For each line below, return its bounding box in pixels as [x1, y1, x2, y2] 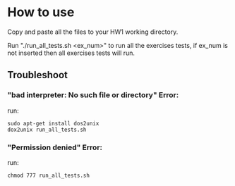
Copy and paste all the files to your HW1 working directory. [7, 27, 179, 36]
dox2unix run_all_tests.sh [7, 126, 87, 133]
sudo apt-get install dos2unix [7, 120, 100, 127]
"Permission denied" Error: [7, 142, 103, 152]
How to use [7, 4, 75, 20]
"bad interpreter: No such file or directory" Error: [7, 90, 179, 100]
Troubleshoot [7, 69, 68, 81]
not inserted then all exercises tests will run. [7, 49, 135, 57]
